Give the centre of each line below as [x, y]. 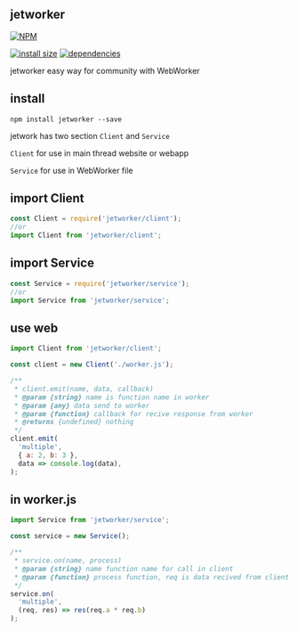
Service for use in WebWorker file [72, 170]
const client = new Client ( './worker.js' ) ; [92, 365]
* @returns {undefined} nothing [74, 422]
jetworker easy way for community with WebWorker [105, 70]
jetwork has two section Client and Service [90, 135]
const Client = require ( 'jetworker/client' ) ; [96, 219]
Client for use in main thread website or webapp [100, 153]
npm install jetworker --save [66, 119]
